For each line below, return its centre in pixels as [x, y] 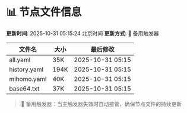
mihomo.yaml [28, 79]
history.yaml [26, 69]
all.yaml [20, 60]
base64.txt [24, 88]
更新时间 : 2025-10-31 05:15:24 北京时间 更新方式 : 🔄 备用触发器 [83, 33]
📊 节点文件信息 [44, 12]
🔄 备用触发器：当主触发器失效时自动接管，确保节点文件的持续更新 [101, 104]
